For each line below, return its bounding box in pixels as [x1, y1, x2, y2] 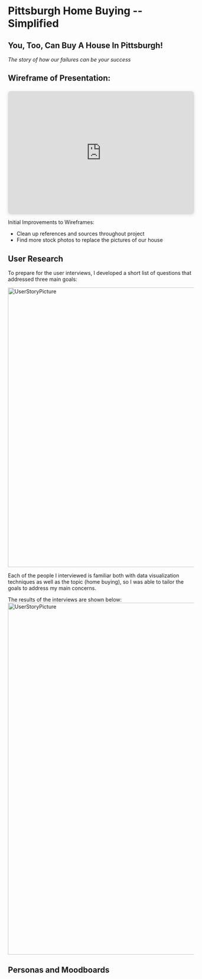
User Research [8, 254, 64, 264]
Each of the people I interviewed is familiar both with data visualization [8, 572, 180, 579]
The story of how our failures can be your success [8, 56, 131, 63]
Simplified [8, 17, 59, 30]
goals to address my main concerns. [8, 585, 96, 592]
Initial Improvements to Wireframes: [8, 219, 95, 226]
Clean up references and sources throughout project [16, 230, 145, 238]
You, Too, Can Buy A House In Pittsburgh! [8, 40, 163, 50]
